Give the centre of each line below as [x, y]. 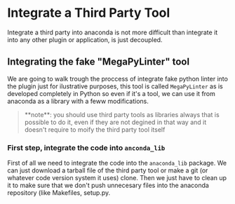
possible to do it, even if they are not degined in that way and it [115, 122]
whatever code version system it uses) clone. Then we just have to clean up [117, 178]
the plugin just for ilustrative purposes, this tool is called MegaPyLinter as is [115, 86]
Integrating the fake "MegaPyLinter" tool [99, 62]
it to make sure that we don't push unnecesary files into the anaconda [108, 185]
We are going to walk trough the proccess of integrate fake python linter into [117, 79]
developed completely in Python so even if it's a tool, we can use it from [112, 93]
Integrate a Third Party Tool [89, 13]
